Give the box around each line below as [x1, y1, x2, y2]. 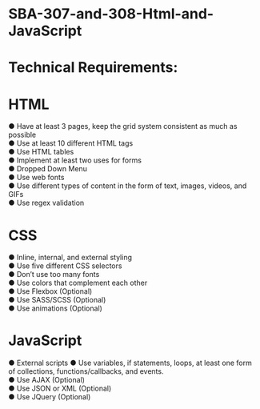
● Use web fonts [8, 173, 65, 182]
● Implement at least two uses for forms [8, 155, 142, 165]
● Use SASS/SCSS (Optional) [8, 295, 106, 305]
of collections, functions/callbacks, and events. [8, 367, 164, 376]
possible [8, 130, 37, 140]
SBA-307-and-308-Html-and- [8, 5, 214, 23]
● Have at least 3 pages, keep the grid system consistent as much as [8, 122, 238, 131]
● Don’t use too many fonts [8, 270, 100, 279]
